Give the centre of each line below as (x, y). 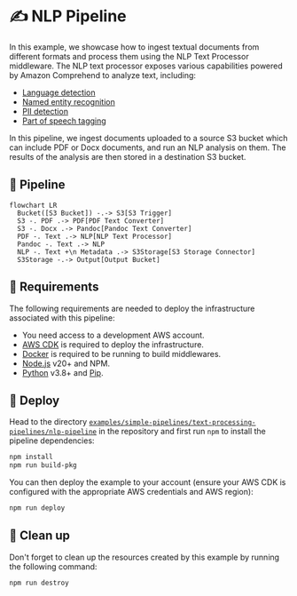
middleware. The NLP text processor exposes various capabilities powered (146, 66)
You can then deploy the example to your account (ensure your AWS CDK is (148, 482)
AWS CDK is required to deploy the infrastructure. (113, 344)
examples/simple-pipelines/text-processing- (172, 423)
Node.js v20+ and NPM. (66, 363)
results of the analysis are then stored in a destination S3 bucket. (128, 156)
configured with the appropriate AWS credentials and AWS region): (132, 492)
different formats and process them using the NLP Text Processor (129, 56)
